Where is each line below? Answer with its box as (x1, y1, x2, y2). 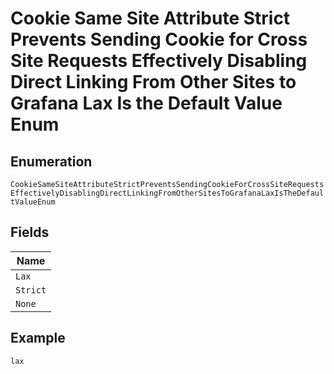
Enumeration (10, 153, 93, 170)
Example (10, 330, 66, 347)
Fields (10, 224, 50, 241)
